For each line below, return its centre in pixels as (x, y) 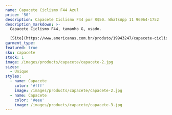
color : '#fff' (29, 86)
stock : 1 (15, 57)
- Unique (19, 72)
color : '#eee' (29, 100)
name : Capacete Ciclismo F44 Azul (42, 10)
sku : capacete (20, 52)
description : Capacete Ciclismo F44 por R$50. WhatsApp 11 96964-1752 (82, 19)
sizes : (12, 67)
